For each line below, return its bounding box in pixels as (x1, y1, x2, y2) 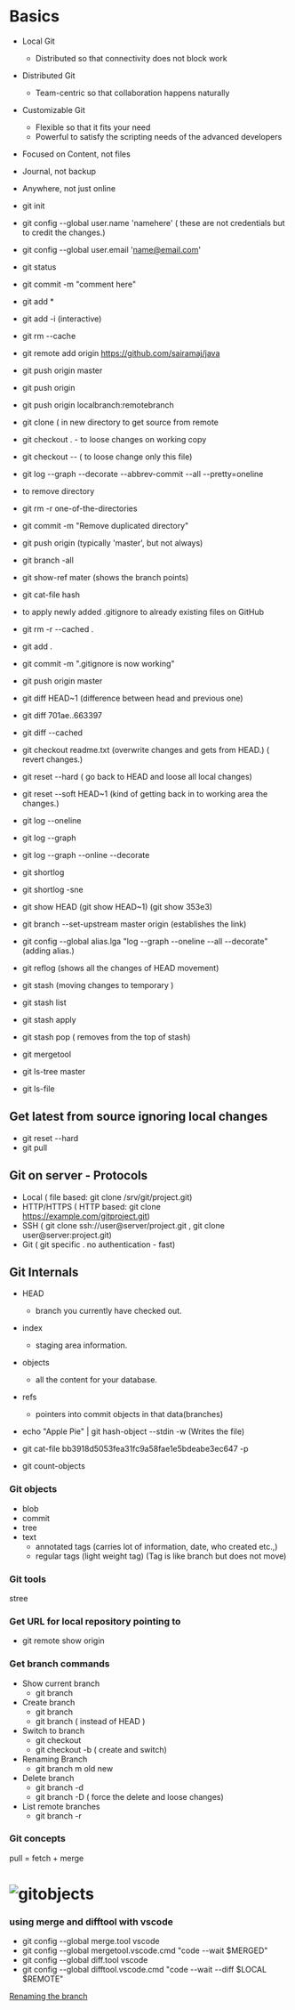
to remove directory (21, 485, 95, 496)
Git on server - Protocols (9, 1168, 148, 1183)
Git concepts (9, 1832, 67, 1844)
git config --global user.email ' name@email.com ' (21, 244, 202, 255)
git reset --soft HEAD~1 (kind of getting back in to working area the (21, 788, 268, 798)
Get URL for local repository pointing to (9, 1615, 181, 1627)
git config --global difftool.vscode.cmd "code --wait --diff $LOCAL (21, 1965, 267, 1975)
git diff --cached (21, 727, 83, 738)
